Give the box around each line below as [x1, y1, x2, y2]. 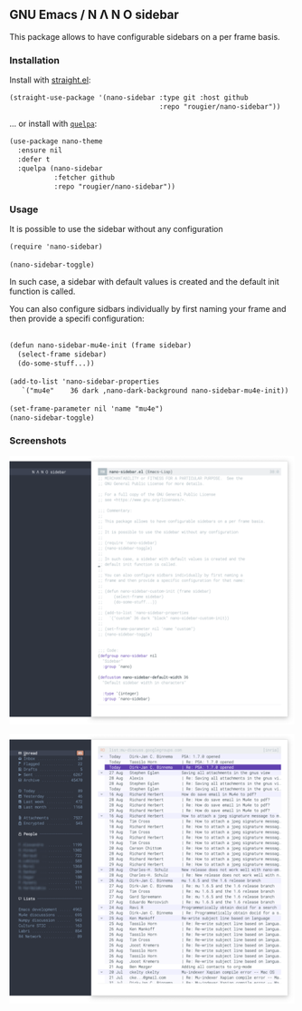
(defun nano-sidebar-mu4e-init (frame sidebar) [9, 341, 193, 350]
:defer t [17, 155, 51, 164]
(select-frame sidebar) [17, 350, 107, 359]
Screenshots [9, 434, 67, 447]
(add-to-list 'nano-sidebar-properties [9, 377, 160, 386]
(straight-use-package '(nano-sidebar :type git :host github [9, 93, 249, 102]
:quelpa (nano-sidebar [17, 164, 103, 173]
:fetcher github [53, 173, 116, 182]
